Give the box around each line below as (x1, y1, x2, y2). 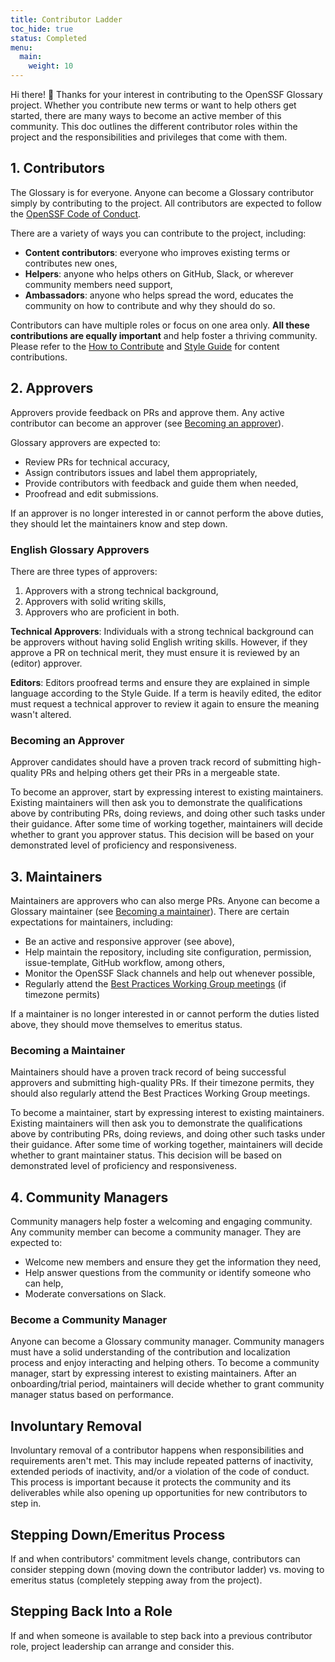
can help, (24, 1277, 64, 1290)
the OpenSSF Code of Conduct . (10, 207, 142, 220)
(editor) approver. (10, 657, 83, 669)
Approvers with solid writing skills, (24, 595, 167, 607)
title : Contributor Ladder (10, 14, 123, 25)
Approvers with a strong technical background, (24, 584, 219, 596)
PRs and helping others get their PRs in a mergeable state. (40, 767, 281, 779)
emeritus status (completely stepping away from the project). (10, 1574, 263, 1586)
